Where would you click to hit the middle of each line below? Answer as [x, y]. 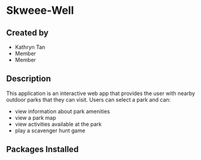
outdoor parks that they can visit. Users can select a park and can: [88, 99]
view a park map [35, 117]
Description [28, 79]
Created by [28, 33]
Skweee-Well [40, 11]
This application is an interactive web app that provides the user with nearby [101, 93]
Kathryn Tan [30, 47]
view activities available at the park [58, 124]
